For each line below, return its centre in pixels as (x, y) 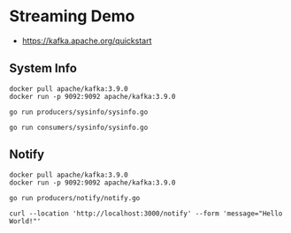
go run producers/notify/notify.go (75, 198)
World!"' (25, 221)
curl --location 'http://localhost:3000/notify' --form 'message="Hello (146, 214)
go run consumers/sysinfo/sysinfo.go (79, 127)
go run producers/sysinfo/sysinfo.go (79, 112)
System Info (43, 68)
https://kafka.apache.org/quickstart (87, 41)
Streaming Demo (72, 16)
